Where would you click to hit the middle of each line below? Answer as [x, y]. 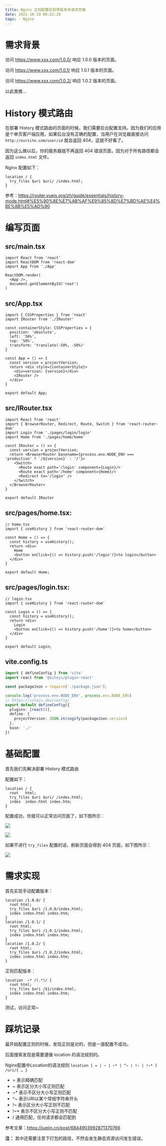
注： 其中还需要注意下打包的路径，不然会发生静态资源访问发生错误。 [75, 1138]
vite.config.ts [27, 662]
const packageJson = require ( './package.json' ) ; [56, 687]
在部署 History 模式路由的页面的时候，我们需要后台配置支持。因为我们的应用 [83, 128]
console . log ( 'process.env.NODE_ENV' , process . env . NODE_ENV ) [69, 696]
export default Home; [28, 572]
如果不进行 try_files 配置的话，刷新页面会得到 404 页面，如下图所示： [78, 845]
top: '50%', [22, 341]
